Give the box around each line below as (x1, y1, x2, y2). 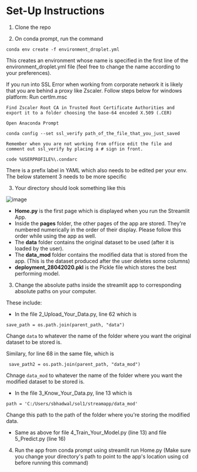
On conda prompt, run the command (14, 35, 103, 42)
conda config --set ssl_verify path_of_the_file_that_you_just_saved (6, 130, 181, 136)
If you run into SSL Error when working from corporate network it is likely (6, 81, 183, 88)
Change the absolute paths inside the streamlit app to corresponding (14, 281, 182, 289)
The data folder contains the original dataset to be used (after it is (14, 238, 175, 245)
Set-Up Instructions (6, 4, 105, 18)
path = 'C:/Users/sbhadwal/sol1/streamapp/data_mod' (6, 401, 138, 407)
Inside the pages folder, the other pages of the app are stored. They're (14, 219, 186, 227)
